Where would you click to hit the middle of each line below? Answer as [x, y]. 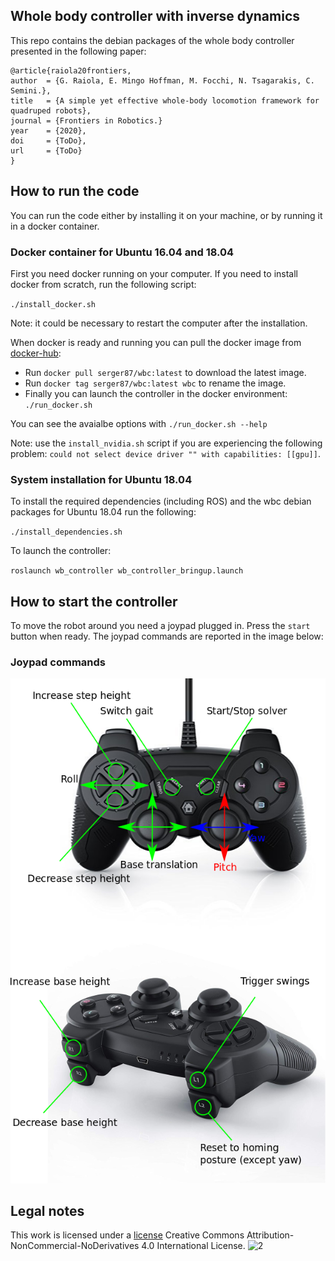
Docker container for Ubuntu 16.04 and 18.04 [122, 252]
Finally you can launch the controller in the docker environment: [156, 393]
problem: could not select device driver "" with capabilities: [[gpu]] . [165, 453]
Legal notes [47, 1210]
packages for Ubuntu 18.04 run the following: [103, 512]
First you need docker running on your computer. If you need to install [154, 273]
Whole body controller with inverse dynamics [155, 16]
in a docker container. [55, 226]
